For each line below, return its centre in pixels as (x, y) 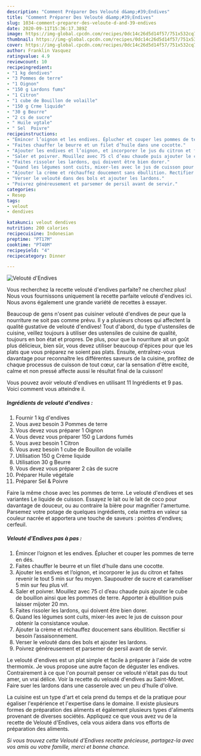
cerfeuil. (17, 525)
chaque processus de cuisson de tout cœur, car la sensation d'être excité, (98, 365)
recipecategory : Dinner (36, 256)
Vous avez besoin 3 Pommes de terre (61, 424)
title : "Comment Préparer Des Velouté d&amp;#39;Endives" (80, 17)
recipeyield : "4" (28, 250)
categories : (21, 189)
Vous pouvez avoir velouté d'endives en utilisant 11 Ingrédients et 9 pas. (95, 382)
